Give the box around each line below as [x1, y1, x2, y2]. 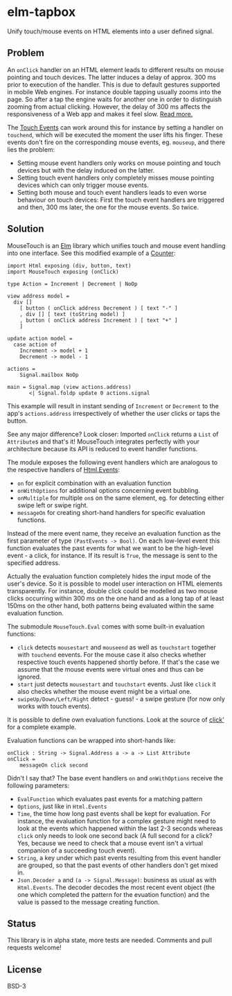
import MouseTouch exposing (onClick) [7, 268, 119, 275]
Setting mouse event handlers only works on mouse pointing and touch [17, 159, 221, 167]
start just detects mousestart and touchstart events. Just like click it [17, 680, 216, 688]
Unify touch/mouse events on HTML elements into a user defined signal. [7, 27, 214, 35]
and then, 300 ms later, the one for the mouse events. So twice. [17, 202, 199, 211]
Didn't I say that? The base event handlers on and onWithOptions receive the [7, 774, 224, 782]
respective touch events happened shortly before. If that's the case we [17, 658, 220, 666]
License [7, 963, 42, 975]
